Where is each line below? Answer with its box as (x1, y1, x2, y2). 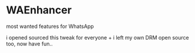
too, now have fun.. (6, 40, 53, 47)
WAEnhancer (6, 3, 72, 17)
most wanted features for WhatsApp (6, 23, 94, 30)
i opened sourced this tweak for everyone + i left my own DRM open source (6, 34, 189, 41)
